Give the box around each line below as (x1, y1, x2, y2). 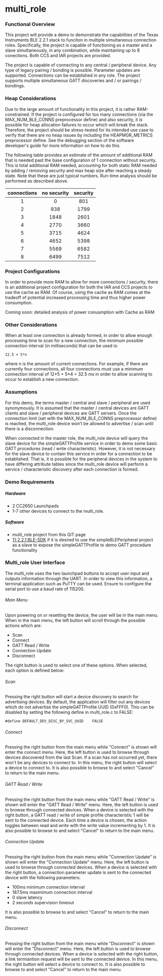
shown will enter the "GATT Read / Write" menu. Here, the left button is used (5, 802, 158, 808)
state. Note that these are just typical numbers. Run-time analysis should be (5, 172, 157, 179)
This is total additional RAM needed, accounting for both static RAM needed (5, 162, 157, 168)
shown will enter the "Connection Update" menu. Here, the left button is (5, 859, 149, 865)
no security (42, 189, 69, 196)
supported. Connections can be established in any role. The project (5, 72, 140, 79)
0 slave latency (12, 894, 43, 900)
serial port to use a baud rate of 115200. (5, 586, 85, 592)
